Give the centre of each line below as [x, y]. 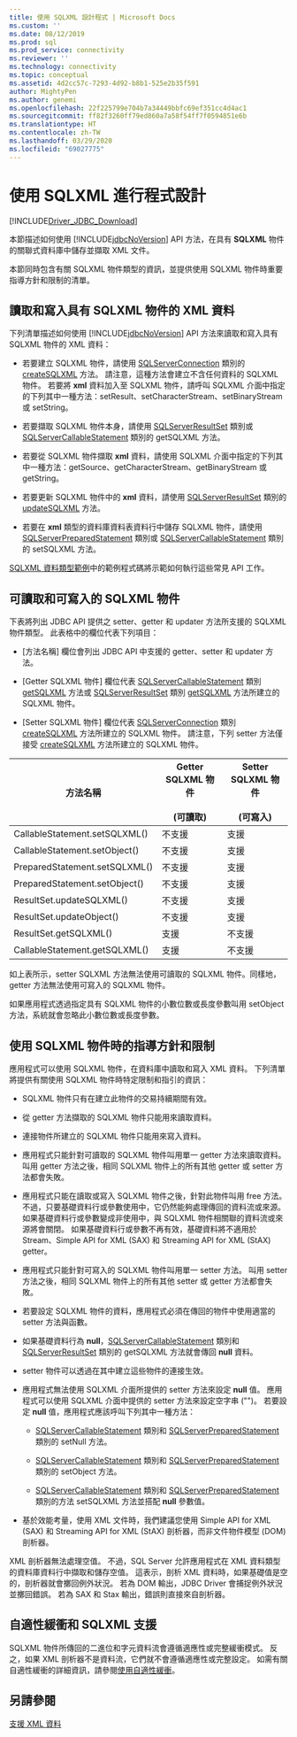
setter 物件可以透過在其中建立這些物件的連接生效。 [115, 1370]
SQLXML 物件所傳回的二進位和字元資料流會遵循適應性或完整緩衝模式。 [138, 1648]
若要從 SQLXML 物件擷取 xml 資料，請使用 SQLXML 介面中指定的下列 [148, 456]
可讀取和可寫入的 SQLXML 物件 [95, 598]
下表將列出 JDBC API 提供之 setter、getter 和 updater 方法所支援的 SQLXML [148, 621]
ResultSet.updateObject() [66, 917]
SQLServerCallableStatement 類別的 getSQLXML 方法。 [123, 437]
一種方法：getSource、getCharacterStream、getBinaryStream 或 [148, 467]
